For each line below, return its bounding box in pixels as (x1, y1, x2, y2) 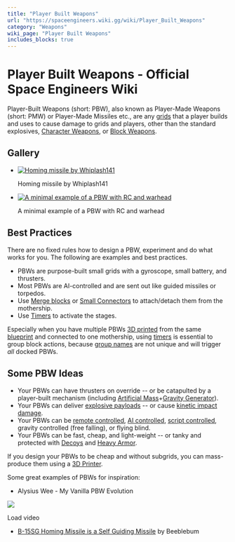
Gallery (7, 147, 40, 159)
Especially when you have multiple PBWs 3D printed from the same (7, 325, 202, 333)
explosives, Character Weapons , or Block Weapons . (7, 127, 157, 135)
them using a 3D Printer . (32, 459, 103, 468)
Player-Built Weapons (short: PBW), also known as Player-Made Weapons (7, 104, 221, 113)
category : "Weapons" (7, 23, 68, 30)
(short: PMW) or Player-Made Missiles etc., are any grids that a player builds (7, 112, 228, 121)
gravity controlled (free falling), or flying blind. (17, 424, 151, 432)
